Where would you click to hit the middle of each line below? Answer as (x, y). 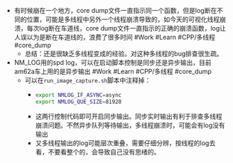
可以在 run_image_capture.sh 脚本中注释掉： (88, 80)
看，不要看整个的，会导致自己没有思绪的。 (98, 152)
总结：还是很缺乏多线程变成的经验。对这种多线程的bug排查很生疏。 (124, 53)
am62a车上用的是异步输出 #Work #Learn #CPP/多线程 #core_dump (113, 71)
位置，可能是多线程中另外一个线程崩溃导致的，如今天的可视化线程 (123, 19)
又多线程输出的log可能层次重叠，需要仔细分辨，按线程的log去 (125, 143)
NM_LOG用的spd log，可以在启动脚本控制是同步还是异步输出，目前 (113, 62)
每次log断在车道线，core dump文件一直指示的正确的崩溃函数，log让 (126, 28)
